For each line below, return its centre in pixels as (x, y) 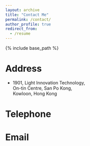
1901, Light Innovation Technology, (49, 82)
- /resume (20, 34)
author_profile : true (28, 24)
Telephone (28, 114)
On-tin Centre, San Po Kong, (42, 88)
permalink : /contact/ (28, 19)
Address (24, 69)
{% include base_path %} (32, 48)
